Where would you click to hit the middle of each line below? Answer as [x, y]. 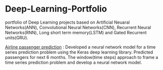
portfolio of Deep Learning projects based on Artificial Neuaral [67, 22]
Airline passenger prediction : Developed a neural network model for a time [80, 47]
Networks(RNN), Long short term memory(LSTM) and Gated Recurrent [76, 32]
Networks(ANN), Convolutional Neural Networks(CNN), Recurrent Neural [78, 27]
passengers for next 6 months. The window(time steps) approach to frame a [81, 57]
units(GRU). [17, 38]
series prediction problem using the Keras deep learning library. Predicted [79, 52]
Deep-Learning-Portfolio [56, 9]
